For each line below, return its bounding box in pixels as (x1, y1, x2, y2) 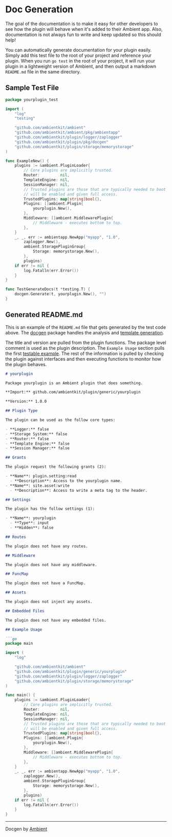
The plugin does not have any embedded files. (5, 617, 106, 623)
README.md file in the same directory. (5, 68, 81, 75)
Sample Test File (5, 84, 59, 92)
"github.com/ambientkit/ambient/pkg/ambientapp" (14, 130, 120, 135)
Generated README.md (5, 310, 83, 319)
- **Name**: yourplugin (5, 515, 56, 521)
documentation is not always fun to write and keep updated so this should (5, 31, 161, 37)
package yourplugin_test (5, 97, 58, 102)
